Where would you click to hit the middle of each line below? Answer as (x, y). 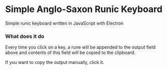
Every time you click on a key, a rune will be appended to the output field (80, 47)
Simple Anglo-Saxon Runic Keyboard (84, 9)
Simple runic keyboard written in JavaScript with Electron (64, 23)
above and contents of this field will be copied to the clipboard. (70, 53)
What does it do (25, 36)
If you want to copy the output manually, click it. (55, 62)
